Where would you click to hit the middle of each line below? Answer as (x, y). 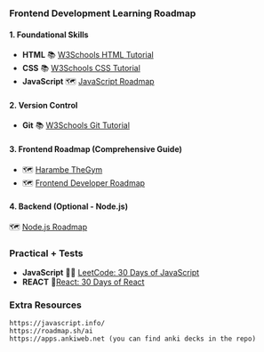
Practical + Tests (46, 253)
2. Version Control (44, 105)
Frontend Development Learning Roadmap (103, 13)
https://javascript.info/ (57, 324)
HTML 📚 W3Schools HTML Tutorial (88, 55)
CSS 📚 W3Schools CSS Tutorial (81, 68)
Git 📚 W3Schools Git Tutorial (76, 125)
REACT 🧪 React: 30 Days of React (83, 282)
